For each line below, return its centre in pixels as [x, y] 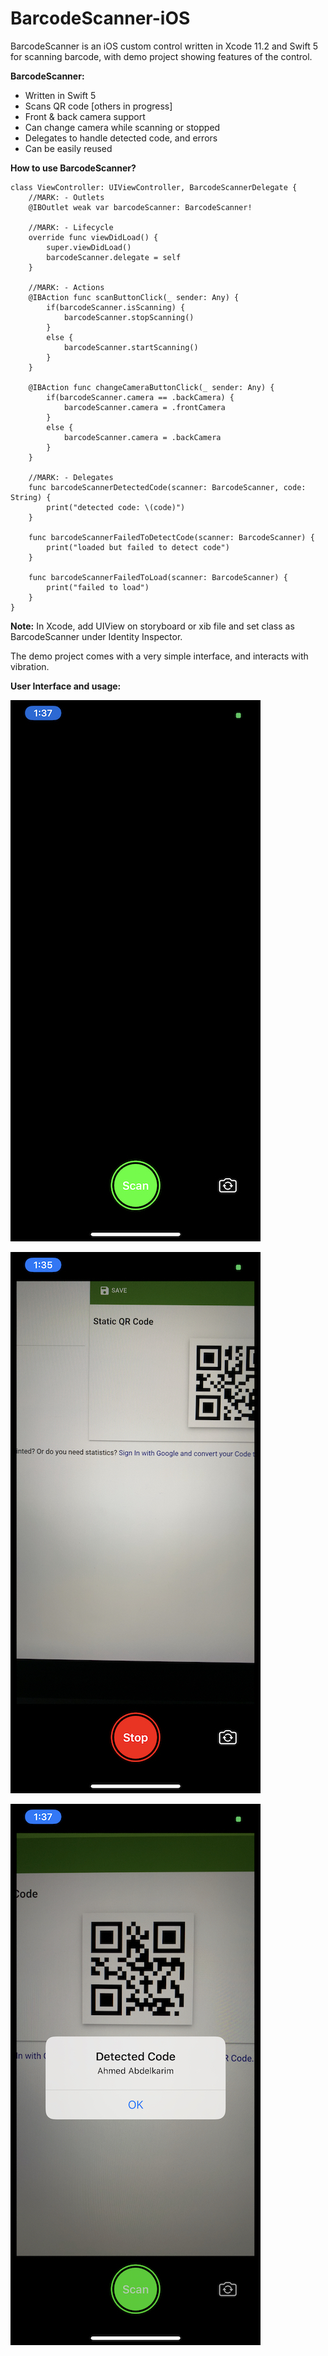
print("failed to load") [98, 587]
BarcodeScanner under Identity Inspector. [96, 636]
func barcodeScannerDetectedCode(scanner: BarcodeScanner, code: [167, 487]
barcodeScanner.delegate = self [114, 257]
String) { [31, 497]
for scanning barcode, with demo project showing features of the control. [161, 56]
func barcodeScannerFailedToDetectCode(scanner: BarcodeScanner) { [171, 537]
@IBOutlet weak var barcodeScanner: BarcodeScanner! [140, 207]
